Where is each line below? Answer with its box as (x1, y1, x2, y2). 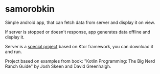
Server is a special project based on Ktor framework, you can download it (5, 43, 153, 49)
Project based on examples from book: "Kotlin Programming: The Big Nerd (5, 58, 155, 64)
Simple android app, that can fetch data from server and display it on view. (5, 19, 156, 25)
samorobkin (5, 3, 55, 15)
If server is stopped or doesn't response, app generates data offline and (5, 29, 151, 35)
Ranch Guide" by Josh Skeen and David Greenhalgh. (5, 63, 112, 69)
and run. (5, 49, 22, 55)
